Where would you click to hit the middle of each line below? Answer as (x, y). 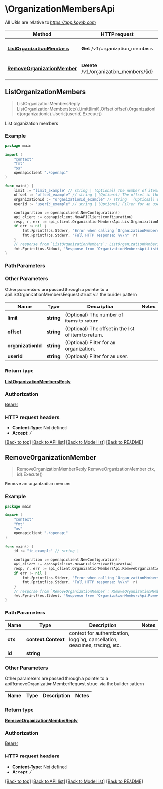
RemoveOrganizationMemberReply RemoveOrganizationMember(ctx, (86, 469)
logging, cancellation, (93, 640)
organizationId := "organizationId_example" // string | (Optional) (84, 199)
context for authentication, (99, 633)
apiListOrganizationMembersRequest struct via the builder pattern (71, 294)
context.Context (45, 640)
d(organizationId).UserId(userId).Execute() (59, 114)
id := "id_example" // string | (46, 551)
